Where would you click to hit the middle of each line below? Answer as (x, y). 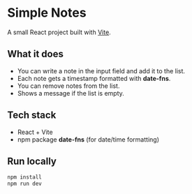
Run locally (32, 161)
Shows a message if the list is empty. (71, 93)
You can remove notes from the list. (68, 86)
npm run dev (24, 184)
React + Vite (35, 132)
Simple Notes (47, 13)
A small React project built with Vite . (59, 32)
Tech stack (32, 115)
